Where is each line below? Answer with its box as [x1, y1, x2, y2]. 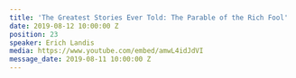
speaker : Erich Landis [9, 38, 95, 48]
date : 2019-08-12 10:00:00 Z [9, 22, 119, 30]
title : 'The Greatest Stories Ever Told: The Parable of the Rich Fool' [9, 13, 289, 22]
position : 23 [9, 30, 59, 39]
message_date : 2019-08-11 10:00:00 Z [9, 55, 152, 64]
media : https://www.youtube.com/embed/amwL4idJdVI [9, 47, 204, 56]
